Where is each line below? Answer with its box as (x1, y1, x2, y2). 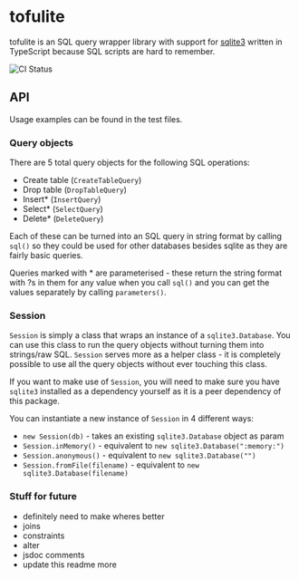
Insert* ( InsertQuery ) (22, 194, 101, 205)
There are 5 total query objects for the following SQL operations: (9, 157, 251, 169)
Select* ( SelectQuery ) (22, 204, 103, 215)
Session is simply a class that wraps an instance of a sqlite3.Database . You (9, 330, 292, 341)
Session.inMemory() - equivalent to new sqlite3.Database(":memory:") (22, 440, 285, 451)
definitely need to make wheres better (22, 510, 165, 522)
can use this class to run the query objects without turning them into (9, 340, 265, 351)
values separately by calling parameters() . (9, 287, 167, 298)
